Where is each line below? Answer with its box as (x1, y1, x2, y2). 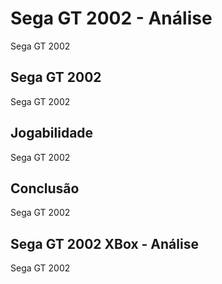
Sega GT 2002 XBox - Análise (10, 235, 199, 252)
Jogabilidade (10, 125, 94, 142)
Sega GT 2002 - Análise (10, 7, 213, 30)
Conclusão (10, 180, 80, 197)
